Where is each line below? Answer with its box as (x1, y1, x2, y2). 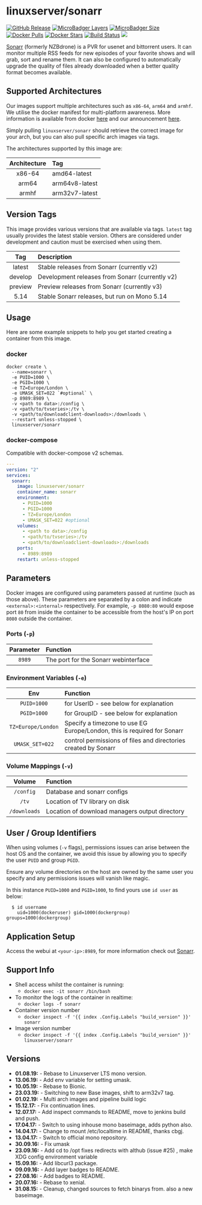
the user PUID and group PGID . (6, 856, 80, 864)
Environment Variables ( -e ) (6, 674, 87, 682)
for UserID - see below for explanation (64, 700, 174, 708)
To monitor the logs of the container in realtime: (14, 993, 133, 1001)
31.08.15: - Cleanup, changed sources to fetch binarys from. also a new (14, 1185, 194, 1192)
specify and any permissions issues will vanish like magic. (6, 874, 150, 882)
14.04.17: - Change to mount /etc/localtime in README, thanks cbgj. (14, 1127, 185, 1134)
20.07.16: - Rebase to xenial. (14, 1178, 86, 1186)
